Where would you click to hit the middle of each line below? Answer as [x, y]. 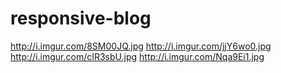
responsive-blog [81, 18]
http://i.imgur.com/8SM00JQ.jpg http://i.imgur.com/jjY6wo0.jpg [141, 46]
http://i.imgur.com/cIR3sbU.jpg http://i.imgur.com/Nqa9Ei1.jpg [137, 56]
